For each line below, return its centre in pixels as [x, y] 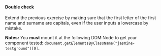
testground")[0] [22, 49]
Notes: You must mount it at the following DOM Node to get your [71, 38]
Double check [20, 7]
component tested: [24, 43]
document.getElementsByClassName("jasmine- [90, 43]
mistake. [14, 28]
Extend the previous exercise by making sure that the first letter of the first [80, 18]
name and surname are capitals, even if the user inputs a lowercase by [77, 23]
